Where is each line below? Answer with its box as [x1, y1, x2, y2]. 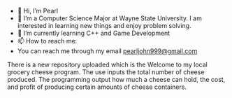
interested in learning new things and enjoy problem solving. [17, 22, 191, 29]
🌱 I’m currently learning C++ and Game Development [17, 29, 171, 37]
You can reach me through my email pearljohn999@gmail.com [17, 47, 198, 55]
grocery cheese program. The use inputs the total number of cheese [7, 68, 205, 76]
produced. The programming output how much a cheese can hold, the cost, [7, 76, 226, 83]
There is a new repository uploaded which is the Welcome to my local [7, 60, 208, 69]
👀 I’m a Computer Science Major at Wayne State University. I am [17, 14, 203, 22]
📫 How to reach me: [17, 37, 78, 45]
